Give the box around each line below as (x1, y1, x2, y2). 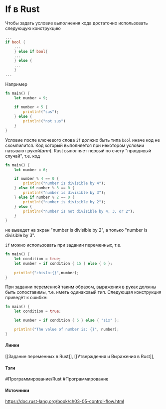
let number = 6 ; (14, 167, 48, 172)
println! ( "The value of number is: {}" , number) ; (14, 327, 120, 332)
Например (5, 81, 27, 87)
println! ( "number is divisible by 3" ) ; (23, 190, 106, 195)
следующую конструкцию (5, 25, 61, 31)
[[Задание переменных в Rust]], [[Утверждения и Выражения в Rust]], (5, 354, 155, 360)
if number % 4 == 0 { (14, 176, 59, 181)
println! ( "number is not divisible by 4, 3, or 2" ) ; (23, 209, 135, 214)
